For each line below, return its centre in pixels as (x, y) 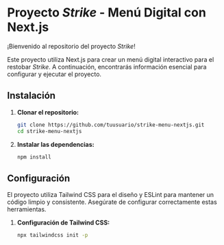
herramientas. (27, 209)
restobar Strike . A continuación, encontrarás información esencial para (107, 67)
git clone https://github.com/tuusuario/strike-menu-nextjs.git (111, 125)
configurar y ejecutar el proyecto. (54, 74)
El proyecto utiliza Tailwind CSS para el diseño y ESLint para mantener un (111, 195)
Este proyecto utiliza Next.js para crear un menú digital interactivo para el (111, 59)
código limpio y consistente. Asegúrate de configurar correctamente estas (112, 202)
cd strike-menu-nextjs (49, 131)
